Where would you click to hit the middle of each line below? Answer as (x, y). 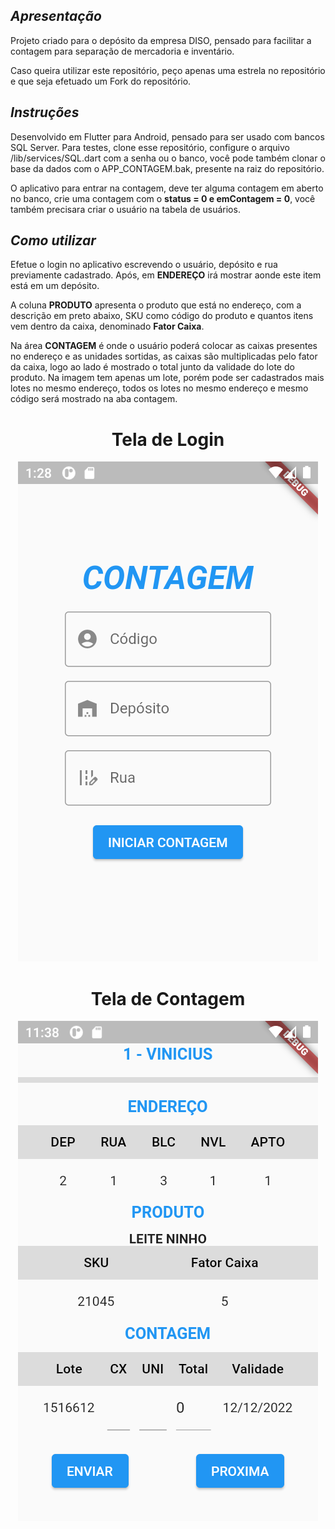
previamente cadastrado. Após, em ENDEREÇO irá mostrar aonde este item (166, 275)
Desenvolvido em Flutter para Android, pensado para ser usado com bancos (167, 136)
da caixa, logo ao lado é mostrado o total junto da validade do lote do (152, 367)
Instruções (45, 112)
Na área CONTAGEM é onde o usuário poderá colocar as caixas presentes (164, 346)
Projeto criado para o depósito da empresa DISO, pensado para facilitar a (161, 40)
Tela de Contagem (168, 998)
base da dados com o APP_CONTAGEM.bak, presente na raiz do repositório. (167, 168)
